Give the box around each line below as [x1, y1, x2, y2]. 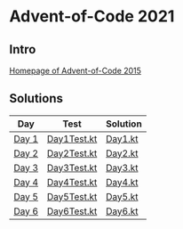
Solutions [9, 91, 64, 106]
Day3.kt [106, 161, 139, 174]
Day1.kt [106, 132, 139, 144]
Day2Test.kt [46, 147, 98, 159]
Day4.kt [106, 176, 139, 188]
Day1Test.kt [46, 132, 98, 144]
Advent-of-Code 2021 [9, 6, 175, 27]
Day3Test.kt [46, 161, 98, 174]
